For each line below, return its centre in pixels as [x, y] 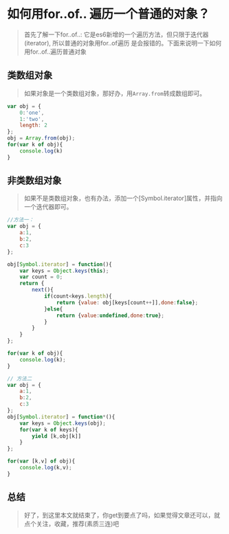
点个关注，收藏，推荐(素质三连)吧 [72, 524]
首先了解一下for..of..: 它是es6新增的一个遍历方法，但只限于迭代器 [116, 34]
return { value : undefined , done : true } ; [110, 315]
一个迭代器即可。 [48, 207]
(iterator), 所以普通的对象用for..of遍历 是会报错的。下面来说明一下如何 [123, 43]
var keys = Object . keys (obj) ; [63, 423]
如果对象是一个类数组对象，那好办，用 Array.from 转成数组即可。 [115, 93]
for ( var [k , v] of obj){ [41, 461]
